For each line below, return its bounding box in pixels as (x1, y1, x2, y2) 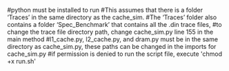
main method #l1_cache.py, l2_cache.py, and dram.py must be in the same (7, 35, 219, 43)
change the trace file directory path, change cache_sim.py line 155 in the (7, 28, 214, 36)
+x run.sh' (7, 57, 37, 65)
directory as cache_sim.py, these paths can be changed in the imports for (7, 43, 217, 50)
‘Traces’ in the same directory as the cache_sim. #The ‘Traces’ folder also (7, 13, 217, 21)
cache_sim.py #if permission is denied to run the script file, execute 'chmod (7, 50, 223, 58)
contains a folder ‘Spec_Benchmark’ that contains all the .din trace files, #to (7, 21, 222, 28)
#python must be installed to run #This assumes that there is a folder (7, 6, 203, 14)
